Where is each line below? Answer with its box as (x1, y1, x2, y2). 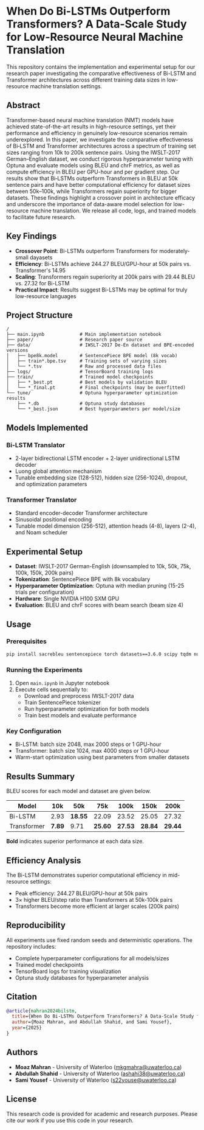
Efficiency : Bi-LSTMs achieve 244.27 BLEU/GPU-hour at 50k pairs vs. (15, 260, 191, 267)
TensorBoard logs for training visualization (15, 968, 121, 975)
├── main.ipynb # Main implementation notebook (6, 332, 162, 338)
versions (6, 347, 29, 354)
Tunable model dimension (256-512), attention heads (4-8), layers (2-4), (15, 522, 196, 530)
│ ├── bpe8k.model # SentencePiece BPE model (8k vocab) (6, 353, 178, 359)
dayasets (30, 254, 53, 261)
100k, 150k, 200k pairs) (15, 569, 74, 576)
